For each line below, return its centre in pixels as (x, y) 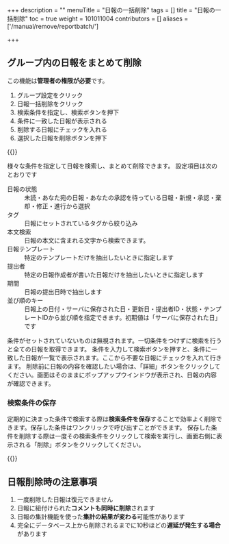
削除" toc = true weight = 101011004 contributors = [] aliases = (100, 18)
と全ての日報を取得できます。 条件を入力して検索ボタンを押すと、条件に (109, 349)
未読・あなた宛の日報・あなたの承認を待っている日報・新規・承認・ (120, 197)
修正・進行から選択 (63, 206)
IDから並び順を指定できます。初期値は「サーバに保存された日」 (132, 317)
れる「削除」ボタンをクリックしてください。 (82, 445)
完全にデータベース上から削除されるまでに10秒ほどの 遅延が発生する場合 (119, 525)
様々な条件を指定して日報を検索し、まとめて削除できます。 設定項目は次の (112, 166)
